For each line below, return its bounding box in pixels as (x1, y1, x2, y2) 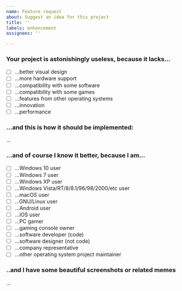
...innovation (14, 101, 45, 109)
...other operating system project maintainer (14, 251, 122, 258)
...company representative (14, 245, 79, 252)
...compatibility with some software (14, 82, 100, 89)
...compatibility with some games (14, 88, 95, 95)
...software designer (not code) (14, 238, 90, 245)
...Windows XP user (14, 178, 63, 185)
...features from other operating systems (14, 95, 113, 102)
